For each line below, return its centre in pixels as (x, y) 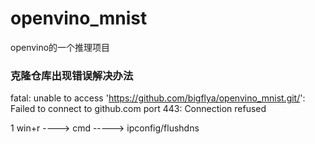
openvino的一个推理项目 (60, 47)
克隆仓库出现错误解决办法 (72, 75)
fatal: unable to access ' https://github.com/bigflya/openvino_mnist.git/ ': (158, 98)
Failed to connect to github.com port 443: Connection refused (138, 109)
